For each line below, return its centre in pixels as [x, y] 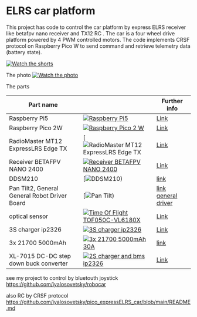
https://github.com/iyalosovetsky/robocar [56, 284]
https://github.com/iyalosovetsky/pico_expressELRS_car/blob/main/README [98, 302]
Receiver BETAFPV [35, 161]
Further [172, 101]
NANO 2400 [26, 169]
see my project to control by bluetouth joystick [62, 278]
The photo [18, 75]
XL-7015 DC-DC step [40, 256]
